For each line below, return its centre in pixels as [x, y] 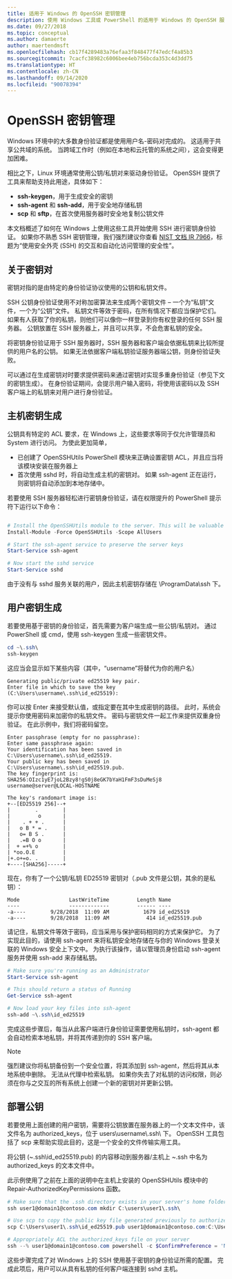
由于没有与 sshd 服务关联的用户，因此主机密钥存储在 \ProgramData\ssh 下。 [116, 584]
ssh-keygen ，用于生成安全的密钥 [65, 196]
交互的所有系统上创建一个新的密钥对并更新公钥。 [107, 1083]
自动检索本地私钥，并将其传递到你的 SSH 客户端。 [85, 1037]
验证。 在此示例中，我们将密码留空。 [59, 724]
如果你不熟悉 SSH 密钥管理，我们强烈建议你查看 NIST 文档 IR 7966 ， [118, 237]
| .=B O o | [37, 840]
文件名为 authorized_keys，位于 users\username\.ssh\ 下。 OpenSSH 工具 [113, 1133]
